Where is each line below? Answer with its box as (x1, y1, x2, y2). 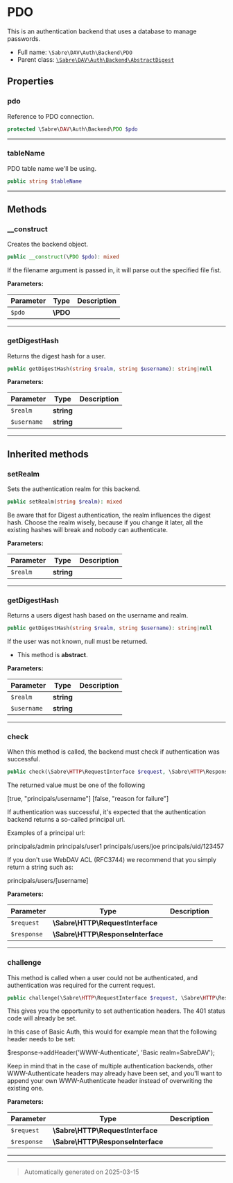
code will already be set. (7, 1014, 78, 1023)
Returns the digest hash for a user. (7, 351, 106, 360)
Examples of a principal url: (7, 829, 85, 837)
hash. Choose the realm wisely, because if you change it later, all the (7, 518, 203, 527)
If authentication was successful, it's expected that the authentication (7, 808, 206, 816)
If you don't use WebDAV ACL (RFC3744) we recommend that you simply (7, 856, 217, 864)
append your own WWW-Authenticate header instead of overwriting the (7, 1077, 213, 1085)
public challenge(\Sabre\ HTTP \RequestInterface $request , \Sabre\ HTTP (7, 994, 216, 1001)
